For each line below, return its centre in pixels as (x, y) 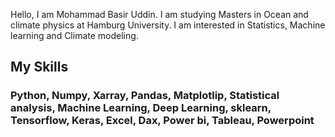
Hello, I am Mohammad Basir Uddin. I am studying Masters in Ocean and (159, 14)
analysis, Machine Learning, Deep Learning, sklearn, (141, 108)
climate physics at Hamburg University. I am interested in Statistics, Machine (168, 25)
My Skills (39, 67)
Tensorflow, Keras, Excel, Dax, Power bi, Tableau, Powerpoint (162, 121)
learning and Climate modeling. (74, 35)
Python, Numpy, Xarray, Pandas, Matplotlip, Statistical (145, 96)
